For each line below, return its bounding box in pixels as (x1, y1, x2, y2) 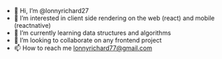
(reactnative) (13, 22, 51, 29)
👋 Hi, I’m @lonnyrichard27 (13, 7, 89, 15)
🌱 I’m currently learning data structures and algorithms (13, 28, 171, 37)
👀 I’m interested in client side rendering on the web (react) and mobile (13, 14, 215, 22)
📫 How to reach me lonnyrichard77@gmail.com (13, 44, 152, 52)
